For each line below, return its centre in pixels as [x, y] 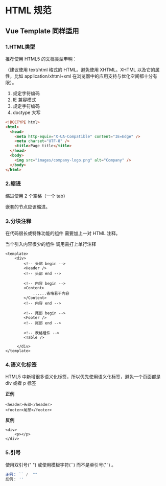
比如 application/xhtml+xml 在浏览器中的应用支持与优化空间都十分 [84, 76]
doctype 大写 [27, 112]
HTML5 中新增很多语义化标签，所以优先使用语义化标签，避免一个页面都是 [83, 377]
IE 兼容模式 [24, 100]
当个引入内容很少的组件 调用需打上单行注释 [51, 244]
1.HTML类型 [20, 47]
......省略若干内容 [51, 294]
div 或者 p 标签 [21, 383]
